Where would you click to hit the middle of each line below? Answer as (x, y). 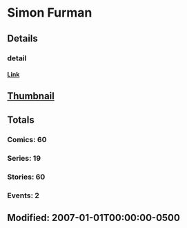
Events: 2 (23, 195)
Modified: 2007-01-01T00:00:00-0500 (94, 217)
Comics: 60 (27, 139)
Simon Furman (50, 13)
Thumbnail (31, 96)
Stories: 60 (26, 177)
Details (22, 38)
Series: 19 (24, 158)
